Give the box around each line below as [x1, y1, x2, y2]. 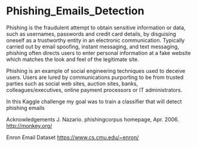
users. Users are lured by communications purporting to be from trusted [6, 73, 184, 81]
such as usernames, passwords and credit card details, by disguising [6, 30, 176, 37]
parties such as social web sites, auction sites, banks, [6, 79, 138, 87]
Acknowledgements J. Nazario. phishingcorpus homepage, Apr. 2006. [6, 115, 179, 123]
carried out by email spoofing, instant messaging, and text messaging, [6, 43, 179, 50]
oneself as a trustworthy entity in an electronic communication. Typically [6, 36, 185, 44]
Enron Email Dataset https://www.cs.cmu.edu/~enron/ [6, 133, 139, 141]
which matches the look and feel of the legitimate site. [6, 56, 139, 63]
